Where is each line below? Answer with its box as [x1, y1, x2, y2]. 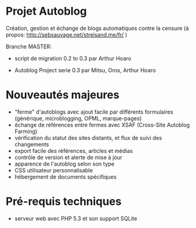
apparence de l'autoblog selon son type [14, 160, 115, 167]
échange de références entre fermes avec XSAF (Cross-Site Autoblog [14, 121, 190, 128]
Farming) [14, 127, 38, 135]
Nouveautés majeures [5, 88, 120, 102]
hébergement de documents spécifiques [14, 173, 117, 180]
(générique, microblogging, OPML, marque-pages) [14, 114, 142, 122]
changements [14, 141, 49, 148]
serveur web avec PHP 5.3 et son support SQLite [14, 215, 138, 222]
